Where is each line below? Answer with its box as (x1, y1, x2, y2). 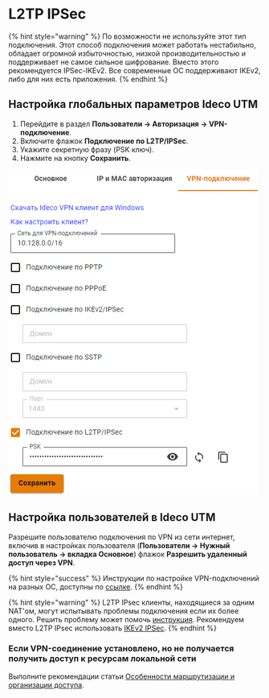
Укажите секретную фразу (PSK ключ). (19, 144, 154, 154)
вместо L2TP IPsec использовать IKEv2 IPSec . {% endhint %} (8, 623, 217, 633)
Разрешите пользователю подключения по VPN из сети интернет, (8, 532, 235, 542)
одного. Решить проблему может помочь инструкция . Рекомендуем (8, 614, 245, 624)
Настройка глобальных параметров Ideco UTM (8, 97, 259, 111)
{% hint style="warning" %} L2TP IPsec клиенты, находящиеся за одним (8, 597, 255, 607)
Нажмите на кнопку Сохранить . (19, 153, 131, 163)
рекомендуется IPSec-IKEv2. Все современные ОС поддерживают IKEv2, (8, 65, 261, 75)
